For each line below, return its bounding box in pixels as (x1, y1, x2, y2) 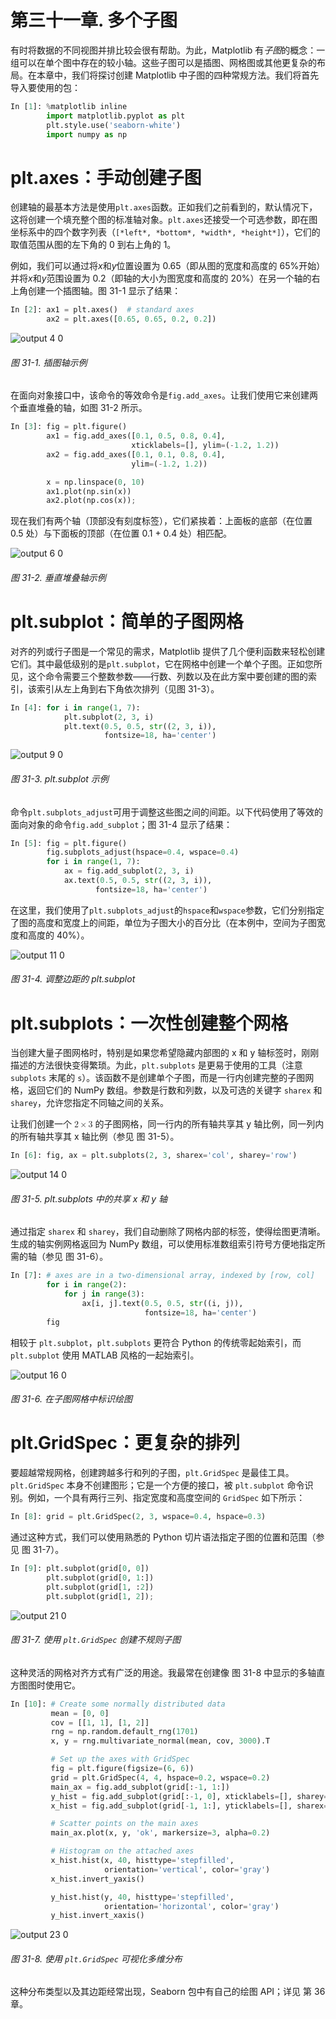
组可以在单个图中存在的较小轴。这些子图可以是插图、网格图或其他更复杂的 (10, 56, 317, 68)
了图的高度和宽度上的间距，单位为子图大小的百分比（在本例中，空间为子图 (10, 916, 317, 928)
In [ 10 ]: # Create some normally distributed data (10, 1699, 226, 1709)
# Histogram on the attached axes (50, 1846, 195, 1856)
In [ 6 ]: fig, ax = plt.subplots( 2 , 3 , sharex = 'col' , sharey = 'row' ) (10, 1151, 298, 1161)
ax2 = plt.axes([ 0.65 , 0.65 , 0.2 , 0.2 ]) (46, 314, 217, 325)
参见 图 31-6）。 (44, 1251, 109, 1263)
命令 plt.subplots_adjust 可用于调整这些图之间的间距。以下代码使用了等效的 (10, 806, 324, 818)
